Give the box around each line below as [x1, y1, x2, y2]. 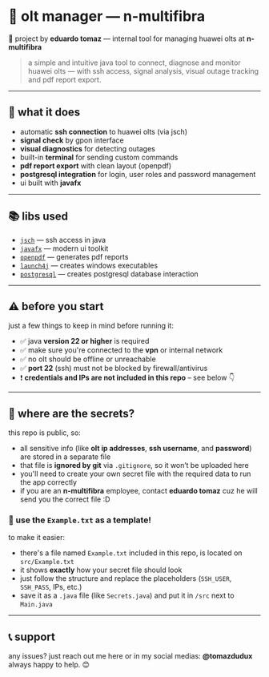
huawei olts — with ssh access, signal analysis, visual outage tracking [27, 66, 259, 75]
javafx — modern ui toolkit [19, 244, 109, 253]
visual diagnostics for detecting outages [19, 143, 156, 153]
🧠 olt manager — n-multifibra [8, 7, 206, 26]
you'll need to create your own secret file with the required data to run [19, 469, 251, 479]
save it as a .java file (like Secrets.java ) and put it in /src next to [19, 590, 235, 600]
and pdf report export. [27, 75, 102, 84]
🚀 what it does [8, 106, 81, 119]
